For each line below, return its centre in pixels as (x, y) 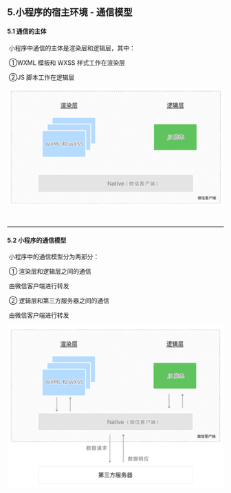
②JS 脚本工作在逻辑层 (42, 77)
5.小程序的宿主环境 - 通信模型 (70, 12)
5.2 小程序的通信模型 (37, 240)
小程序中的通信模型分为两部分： (54, 256)
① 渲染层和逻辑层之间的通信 (50, 272)
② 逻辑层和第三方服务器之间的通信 (59, 301)
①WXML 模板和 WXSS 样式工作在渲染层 (67, 62)
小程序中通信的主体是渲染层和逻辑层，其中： (72, 48)
